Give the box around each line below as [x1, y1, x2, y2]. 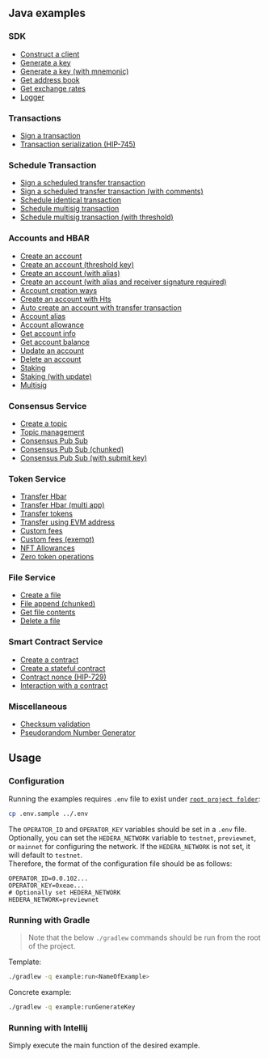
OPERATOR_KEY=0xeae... [8, 882, 85, 890]
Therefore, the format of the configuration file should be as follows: [8, 858, 233, 869]
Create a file [19, 590, 61, 600]
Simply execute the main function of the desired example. [8, 1040, 200, 1050]
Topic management [19, 427, 85, 436]
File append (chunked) [19, 599, 95, 609]
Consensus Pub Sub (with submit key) [19, 453, 148, 462]
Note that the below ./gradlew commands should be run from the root [27, 933, 261, 942]
